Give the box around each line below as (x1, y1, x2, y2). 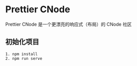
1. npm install (5, 51, 38, 57)
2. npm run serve (5, 56, 43, 61)
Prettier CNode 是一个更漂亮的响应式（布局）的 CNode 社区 (5, 21, 132, 27)
